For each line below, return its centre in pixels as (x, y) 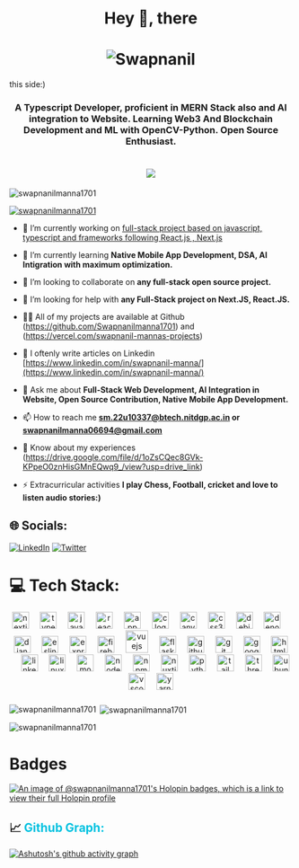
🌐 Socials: (39, 526)
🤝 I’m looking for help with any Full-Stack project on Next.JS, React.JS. (156, 299)
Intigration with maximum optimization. (97, 264)
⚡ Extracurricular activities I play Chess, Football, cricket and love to (150, 484)
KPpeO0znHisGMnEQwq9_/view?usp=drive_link (111, 466)
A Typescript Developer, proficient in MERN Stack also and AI (151, 108)
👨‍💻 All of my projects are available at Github (104, 316)
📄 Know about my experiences (79, 447)
